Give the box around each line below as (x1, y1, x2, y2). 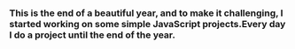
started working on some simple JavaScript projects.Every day (9, 17, 286, 30)
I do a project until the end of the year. (9, 29, 175, 41)
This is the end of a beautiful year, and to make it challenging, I (9, 7, 283, 19)
